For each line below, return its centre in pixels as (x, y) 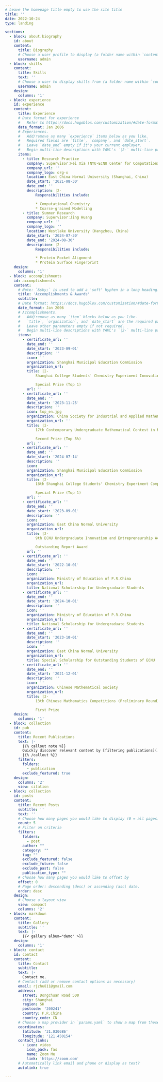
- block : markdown (28, 914)
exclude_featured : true (46, 773)
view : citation (33, 787)
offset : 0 (28, 882)
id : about (24, 41)
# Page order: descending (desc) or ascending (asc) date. (79, 887)
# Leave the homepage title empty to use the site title (64, 10)
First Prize (48, 710)
